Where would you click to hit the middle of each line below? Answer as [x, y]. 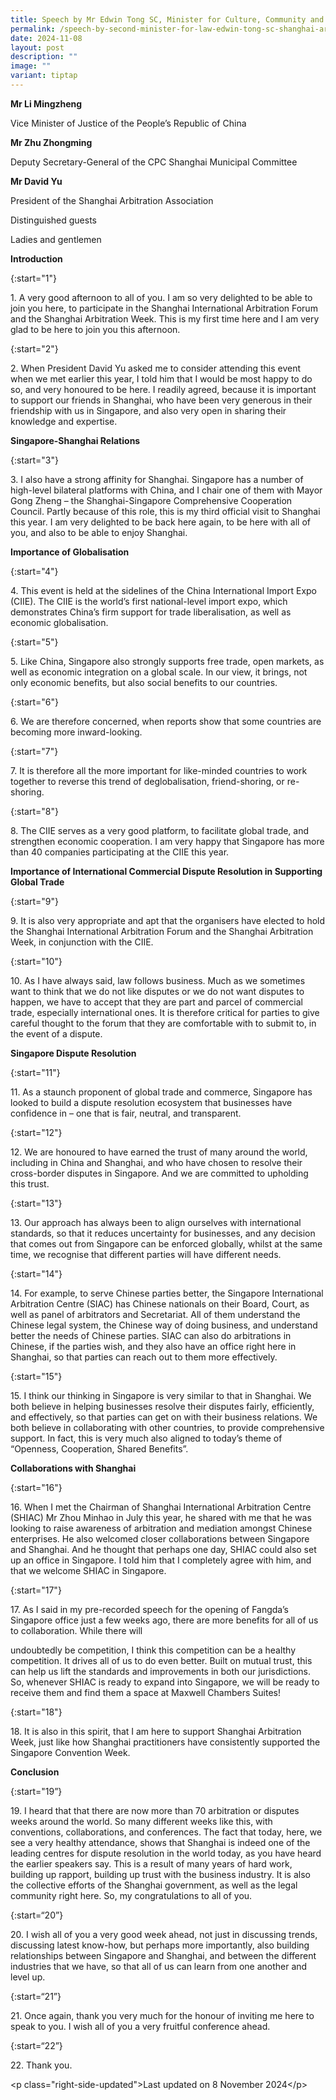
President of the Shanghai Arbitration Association [112, 200]
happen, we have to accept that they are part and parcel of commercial [156, 1002]
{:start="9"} [34, 901]
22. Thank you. [41, 2065]
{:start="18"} [36, 1712]
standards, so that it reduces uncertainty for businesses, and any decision [163, 1233]
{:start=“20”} [37, 1915]
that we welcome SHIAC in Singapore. [88, 1570]
